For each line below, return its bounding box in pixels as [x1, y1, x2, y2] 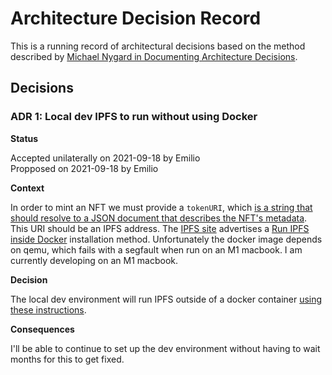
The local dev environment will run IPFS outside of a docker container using [10, 293, 323, 305]
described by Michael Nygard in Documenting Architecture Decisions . [10, 50, 298, 62]
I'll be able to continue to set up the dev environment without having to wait [10, 342, 321, 354]
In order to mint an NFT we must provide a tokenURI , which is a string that [10, 201, 313, 213]
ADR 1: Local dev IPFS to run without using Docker [10, 110, 258, 124]
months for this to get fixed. [10, 353, 125, 365]
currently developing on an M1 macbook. [10, 254, 178, 266]
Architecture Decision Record [10, 7, 262, 30]
